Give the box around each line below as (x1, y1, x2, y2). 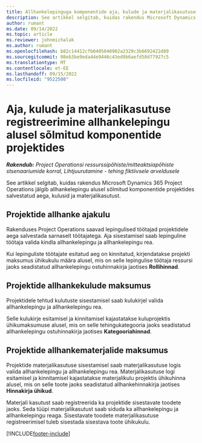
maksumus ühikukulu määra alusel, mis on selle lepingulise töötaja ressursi (6, 257, 193, 264)
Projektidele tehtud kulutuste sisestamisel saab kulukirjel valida (6, 297, 163, 304)
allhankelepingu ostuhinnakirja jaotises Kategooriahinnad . (6, 327, 152, 335)
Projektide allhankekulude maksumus (6, 281, 151, 291)
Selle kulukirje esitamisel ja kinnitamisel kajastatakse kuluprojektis (6, 315, 171, 322)
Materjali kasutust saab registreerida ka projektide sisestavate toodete (6, 399, 181, 406)
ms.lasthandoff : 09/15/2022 (6, 71, 77, 77)
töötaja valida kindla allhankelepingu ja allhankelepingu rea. (6, 238, 154, 246)
